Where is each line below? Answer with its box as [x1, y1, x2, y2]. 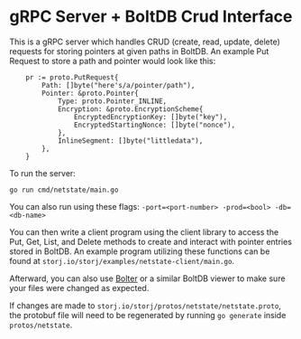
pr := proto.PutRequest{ [25, 72, 119, 82]
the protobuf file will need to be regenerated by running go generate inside [9, 309, 287, 320]
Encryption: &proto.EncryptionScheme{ [57, 104, 204, 114]
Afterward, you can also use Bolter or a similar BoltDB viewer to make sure [9, 273, 286, 284]
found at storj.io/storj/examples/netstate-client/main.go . [9, 255, 235, 266]
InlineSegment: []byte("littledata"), [57, 136, 204, 146]
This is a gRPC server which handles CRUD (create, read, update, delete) [9, 36, 281, 47]
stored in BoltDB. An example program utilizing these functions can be [9, 246, 270, 257]
